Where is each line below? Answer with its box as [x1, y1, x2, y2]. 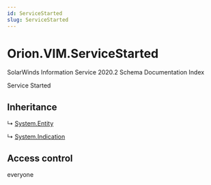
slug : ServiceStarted [7, 16, 69, 23]
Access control [7, 152, 73, 164]
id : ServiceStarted [7, 10, 63, 17]
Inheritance [7, 101, 57, 113]
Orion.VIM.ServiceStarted [7, 46, 159, 61]
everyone [7, 171, 34, 179]
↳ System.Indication [7, 132, 66, 141]
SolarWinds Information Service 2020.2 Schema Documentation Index [7, 68, 205, 76]
